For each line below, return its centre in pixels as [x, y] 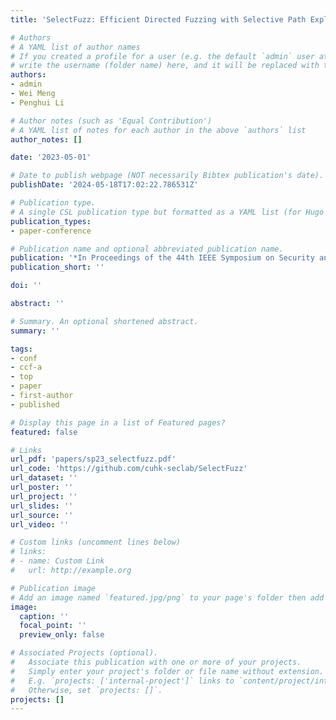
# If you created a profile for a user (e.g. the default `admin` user [162, 56]
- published [35, 404]
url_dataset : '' [44, 478]
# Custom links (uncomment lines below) [96, 542]
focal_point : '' [53, 626]
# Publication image [53, 588]
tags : [21, 349]
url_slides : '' [42, 506]
